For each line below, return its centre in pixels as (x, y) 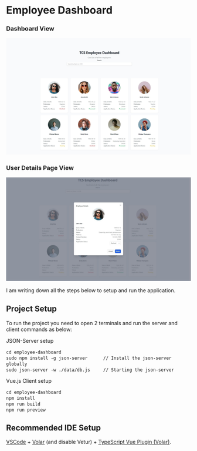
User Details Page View (40, 168)
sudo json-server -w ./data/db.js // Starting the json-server (90, 370)
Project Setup (32, 309)
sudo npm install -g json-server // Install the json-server (89, 358)
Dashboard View (30, 29)
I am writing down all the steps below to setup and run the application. (91, 290)
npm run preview (26, 410)
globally (17, 364)
